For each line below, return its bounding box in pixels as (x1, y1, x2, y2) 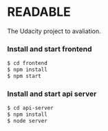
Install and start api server (7, 89, 97, 99)
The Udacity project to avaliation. (7, 27, 101, 35)
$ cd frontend (7, 60, 48, 67)
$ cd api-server (7, 105, 54, 112)
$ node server (7, 117, 48, 124)
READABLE (7, 4, 71, 20)
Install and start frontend (7, 44, 92, 54)
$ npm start (7, 72, 41, 79)
